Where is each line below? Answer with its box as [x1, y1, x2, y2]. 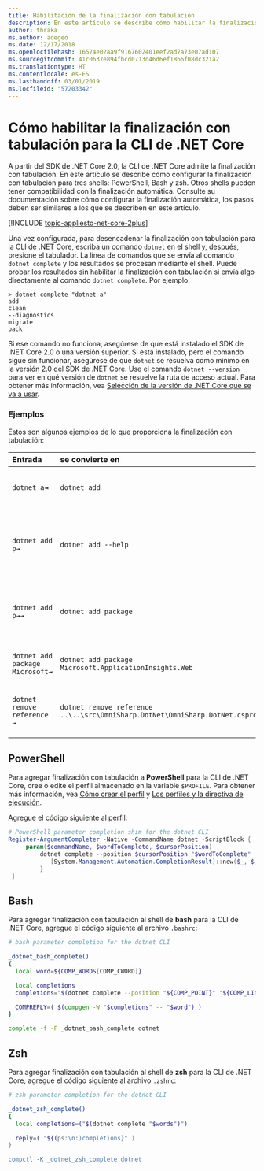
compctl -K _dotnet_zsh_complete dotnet [8, 1155, 143, 1164]
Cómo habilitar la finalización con [8, 119, 231, 136]
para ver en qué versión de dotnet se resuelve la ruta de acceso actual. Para [8, 372, 256, 382]
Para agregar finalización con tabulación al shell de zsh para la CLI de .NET [8, 1068, 252, 1077]
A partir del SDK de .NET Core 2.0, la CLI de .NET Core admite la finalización [8, 161, 255, 171]
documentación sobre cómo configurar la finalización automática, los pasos [8, 195, 254, 205]
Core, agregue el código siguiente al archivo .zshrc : [8, 1076, 177, 1085]
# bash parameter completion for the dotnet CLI [8, 939, 170, 947]
